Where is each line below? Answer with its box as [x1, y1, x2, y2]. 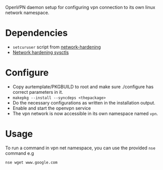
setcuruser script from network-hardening [12, 44, 101, 50]
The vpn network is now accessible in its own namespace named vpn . [12, 110, 158, 117]
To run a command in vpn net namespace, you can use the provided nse [5, 145, 156, 151]
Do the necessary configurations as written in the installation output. [12, 99, 155, 105]
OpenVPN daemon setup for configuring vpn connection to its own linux [5, 5, 155, 10]
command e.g [5, 150, 34, 156]
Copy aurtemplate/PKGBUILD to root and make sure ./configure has [12, 83, 154, 90]
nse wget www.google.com [5, 160, 58, 165]
